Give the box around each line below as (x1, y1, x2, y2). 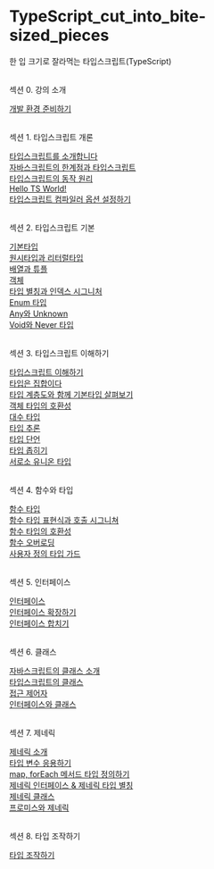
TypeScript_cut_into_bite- (9, 6, 207, 27)
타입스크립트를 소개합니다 (9, 150, 98, 162)
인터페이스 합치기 (9, 618, 70, 629)
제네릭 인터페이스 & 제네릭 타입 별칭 (9, 780, 134, 790)
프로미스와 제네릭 (9, 802, 70, 813)
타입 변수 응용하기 (9, 757, 71, 768)
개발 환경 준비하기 (9, 103, 71, 113)
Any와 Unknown (9, 308, 69, 319)
